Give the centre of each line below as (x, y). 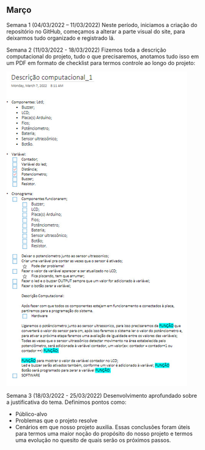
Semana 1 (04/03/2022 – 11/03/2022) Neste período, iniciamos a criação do (102, 25)
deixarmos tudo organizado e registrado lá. (61, 38)
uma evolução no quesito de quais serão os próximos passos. (93, 440)
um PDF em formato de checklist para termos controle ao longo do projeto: (101, 63)
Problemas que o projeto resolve (56, 421)
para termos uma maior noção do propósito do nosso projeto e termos (104, 433)
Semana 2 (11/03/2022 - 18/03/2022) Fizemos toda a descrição (86, 50)
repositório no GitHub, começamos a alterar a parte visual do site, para (96, 31)
